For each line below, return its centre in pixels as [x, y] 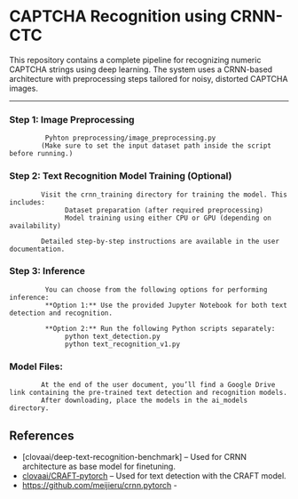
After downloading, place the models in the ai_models [145, 401]
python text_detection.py [113, 336]
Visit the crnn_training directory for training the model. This [165, 194]
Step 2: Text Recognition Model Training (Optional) [121, 176]
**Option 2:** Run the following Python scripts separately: [160, 328]
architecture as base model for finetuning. [98, 466]
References [42, 435]
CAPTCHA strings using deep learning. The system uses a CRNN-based [141, 69]
